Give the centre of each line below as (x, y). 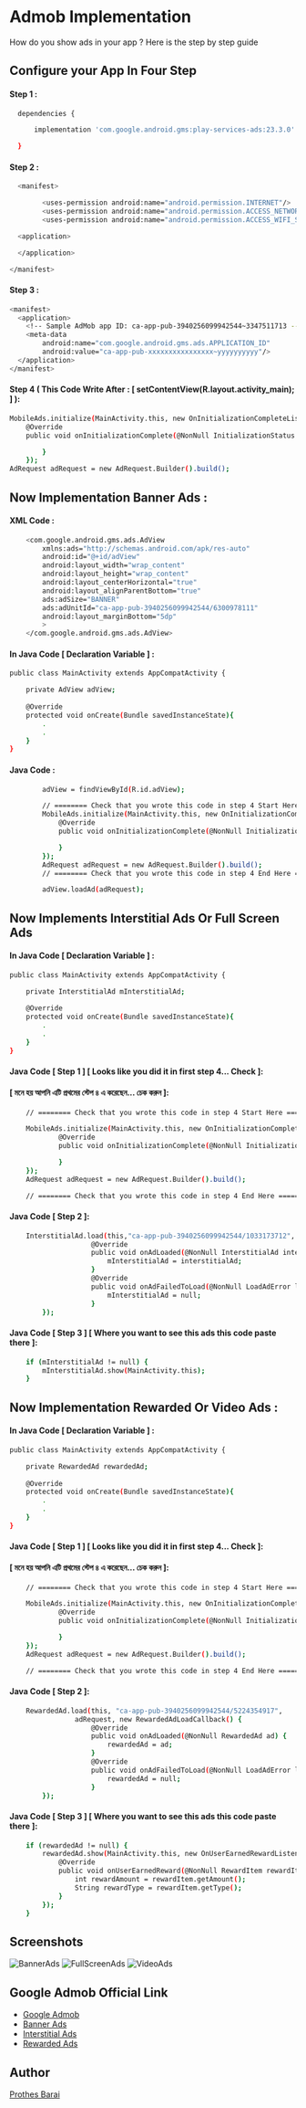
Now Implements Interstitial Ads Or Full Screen (144, 918)
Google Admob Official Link (89, 1992)
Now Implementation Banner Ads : (108, 497)
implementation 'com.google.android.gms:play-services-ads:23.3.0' (164, 130)
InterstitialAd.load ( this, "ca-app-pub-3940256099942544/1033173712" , (161, 1236)
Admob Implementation (101, 17)
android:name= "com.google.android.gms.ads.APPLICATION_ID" (157, 343)
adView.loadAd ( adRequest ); (93, 890)
